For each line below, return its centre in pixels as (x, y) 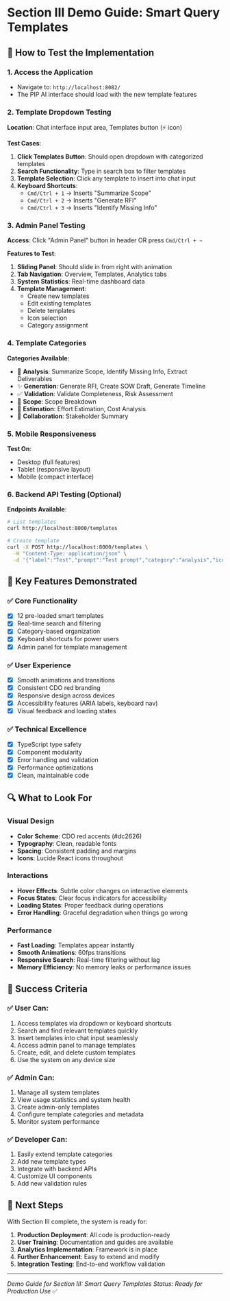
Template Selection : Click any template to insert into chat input (106, 179)
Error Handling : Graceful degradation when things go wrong (102, 912)
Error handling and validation (58, 759)
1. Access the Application (50, 72)
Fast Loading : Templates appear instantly (76, 945)
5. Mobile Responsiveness (52, 434)
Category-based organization (59, 631)
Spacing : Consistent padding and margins (77, 851)
